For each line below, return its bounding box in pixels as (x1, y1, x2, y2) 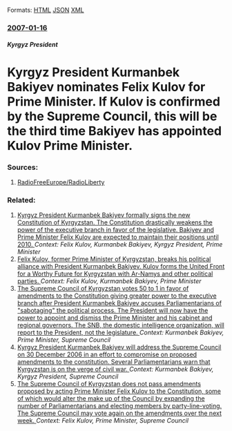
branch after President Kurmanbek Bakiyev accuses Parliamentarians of (17, 299, 222, 307)
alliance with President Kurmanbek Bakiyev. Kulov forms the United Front (17, 262, 225, 271)
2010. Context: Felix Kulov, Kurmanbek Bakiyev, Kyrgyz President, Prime (17, 240, 223, 249)
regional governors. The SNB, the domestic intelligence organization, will (17, 321, 224, 329)
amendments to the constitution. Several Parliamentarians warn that (17, 358, 211, 366)
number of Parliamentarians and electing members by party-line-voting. (17, 402, 222, 410)
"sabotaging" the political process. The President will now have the (17, 307, 209, 315)
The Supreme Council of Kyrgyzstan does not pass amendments (17, 380, 202, 388)
